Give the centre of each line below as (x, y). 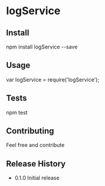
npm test (17, 112)
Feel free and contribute (35, 145)
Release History (36, 164)
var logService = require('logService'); (53, 79)
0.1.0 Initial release (37, 178)
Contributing (30, 131)
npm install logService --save (42, 47)
